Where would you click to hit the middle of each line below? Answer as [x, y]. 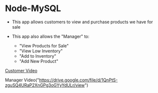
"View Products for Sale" [44, 46]
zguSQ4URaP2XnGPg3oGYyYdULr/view [45, 85]
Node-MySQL [33, 8]
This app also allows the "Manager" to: [50, 36]
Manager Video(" [22, 80]
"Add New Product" [39, 61]
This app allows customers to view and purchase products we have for [82, 22]
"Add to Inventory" [38, 56]
